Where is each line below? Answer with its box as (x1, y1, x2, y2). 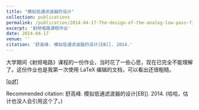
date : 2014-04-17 (6, 31, 49, 37)
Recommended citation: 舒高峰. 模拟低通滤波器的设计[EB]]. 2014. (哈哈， (6, 90, 184, 97)
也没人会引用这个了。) (11, 97, 63, 104)
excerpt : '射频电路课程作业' (6, 25, 71, 31)
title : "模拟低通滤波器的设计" (6, 8, 75, 15)
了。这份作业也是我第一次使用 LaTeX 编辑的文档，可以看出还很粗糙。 (6, 66, 175, 73)
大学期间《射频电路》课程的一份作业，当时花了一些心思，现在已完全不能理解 (6, 59, 193, 66)
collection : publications (6, 14, 70, 20)
